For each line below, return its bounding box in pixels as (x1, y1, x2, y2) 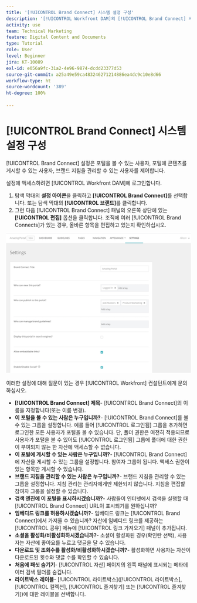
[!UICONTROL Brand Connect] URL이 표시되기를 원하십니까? (14, 502, 157, 509)
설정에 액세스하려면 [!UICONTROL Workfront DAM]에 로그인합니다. (6, 179, 162, 186)
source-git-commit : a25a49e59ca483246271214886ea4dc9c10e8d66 (6, 71, 161, 78)
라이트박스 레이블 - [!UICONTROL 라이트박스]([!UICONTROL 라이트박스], (14, 575, 182, 582)
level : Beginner (6, 53, 46, 59)
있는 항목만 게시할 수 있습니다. (14, 465, 84, 472)
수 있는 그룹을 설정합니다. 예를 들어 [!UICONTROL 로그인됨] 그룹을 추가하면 (14, 421, 188, 428)
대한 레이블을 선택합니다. (29, 590, 86, 597)
